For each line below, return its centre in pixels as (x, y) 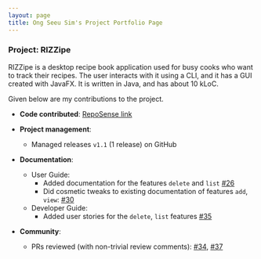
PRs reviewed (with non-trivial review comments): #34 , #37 (127, 246)
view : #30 (58, 200)
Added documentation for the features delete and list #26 (139, 183)
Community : (40, 231)
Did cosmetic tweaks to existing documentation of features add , (145, 191)
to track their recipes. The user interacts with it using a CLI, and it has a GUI (130, 75)
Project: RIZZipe (40, 50)
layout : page (29, 15)
